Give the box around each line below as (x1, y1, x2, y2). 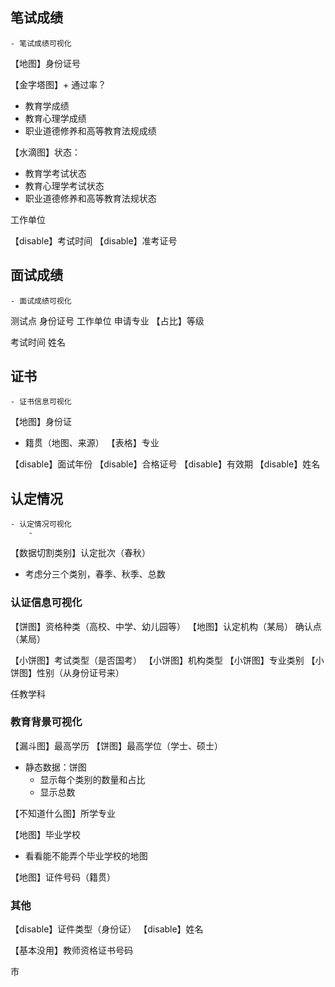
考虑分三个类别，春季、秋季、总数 (24, 568, 166, 580)
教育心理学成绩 (24, 112, 87, 124)
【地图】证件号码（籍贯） (10, 871, 116, 883)
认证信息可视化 (10, 596, 83, 610)
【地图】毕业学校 (10, 828, 81, 840)
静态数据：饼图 (24, 761, 87, 773)
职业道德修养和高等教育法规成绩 (24, 124, 157, 137)
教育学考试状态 (24, 167, 87, 179)
